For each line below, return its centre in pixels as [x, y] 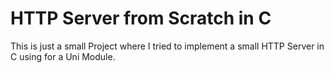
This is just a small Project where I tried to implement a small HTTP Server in [167, 46]
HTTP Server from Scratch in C [141, 18]
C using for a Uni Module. [63, 56]
